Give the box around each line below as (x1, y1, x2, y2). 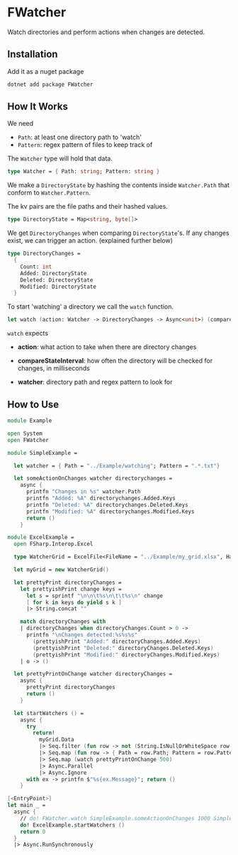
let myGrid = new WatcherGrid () (13, 566, 110, 573)
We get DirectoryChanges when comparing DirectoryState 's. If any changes (7, 228, 229, 238)
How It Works (7, 101, 69, 113)
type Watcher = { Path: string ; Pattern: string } (7, 168, 160, 175)
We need (7, 119, 34, 128)
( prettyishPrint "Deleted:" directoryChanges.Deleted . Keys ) (33, 644, 214, 651)
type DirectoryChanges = (7, 250, 81, 258)
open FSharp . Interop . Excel (13, 541, 93, 548)
